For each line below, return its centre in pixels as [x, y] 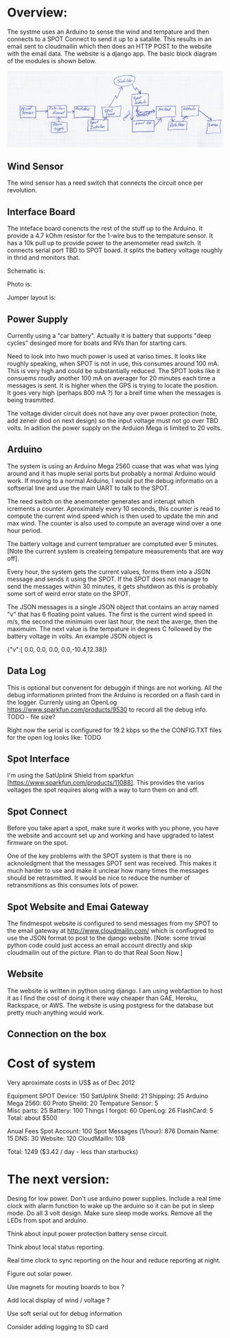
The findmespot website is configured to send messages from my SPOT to [113, 923]
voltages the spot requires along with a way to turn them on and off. [103, 790]
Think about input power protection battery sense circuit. [88, 1234]
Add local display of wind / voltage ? [58, 1300]
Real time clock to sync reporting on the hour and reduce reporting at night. [114, 1260]
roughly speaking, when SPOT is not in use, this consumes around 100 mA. [113, 364]
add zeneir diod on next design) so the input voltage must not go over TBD [113, 421]
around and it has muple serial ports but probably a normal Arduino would [112, 473]
